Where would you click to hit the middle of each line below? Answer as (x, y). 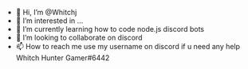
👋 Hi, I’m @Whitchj (46, 12)
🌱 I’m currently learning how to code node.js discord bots (110, 29)
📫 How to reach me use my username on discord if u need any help (128, 46)
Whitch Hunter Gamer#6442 (63, 58)
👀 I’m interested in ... (49, 21)
